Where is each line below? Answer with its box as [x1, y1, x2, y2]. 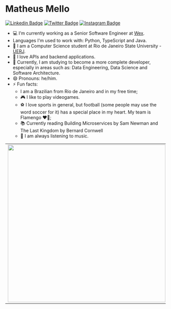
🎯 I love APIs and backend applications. [12, 53, 96, 60]
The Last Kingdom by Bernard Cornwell [20, 127, 103, 133]
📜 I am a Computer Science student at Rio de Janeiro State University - [12, 43, 162, 49]
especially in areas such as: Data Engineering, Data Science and [12, 64, 148, 70]
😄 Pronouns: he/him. [12, 75, 58, 81]
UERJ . [12, 48, 26, 54]
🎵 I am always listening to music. [20, 133, 89, 139]
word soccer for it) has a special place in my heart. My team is [20, 109, 151, 115]
